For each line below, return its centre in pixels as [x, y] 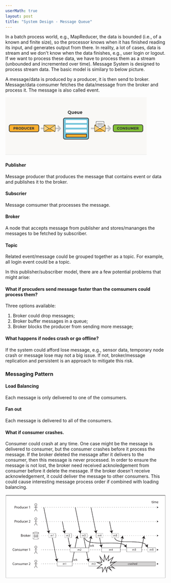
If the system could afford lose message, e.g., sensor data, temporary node [85, 350]
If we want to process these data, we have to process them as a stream [80, 58]
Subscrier [16, 193]
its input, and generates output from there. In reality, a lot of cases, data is [83, 48]
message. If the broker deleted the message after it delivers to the [75, 455]
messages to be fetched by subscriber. [46, 233]
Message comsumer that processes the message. [58, 205]
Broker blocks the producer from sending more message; [73, 327]
